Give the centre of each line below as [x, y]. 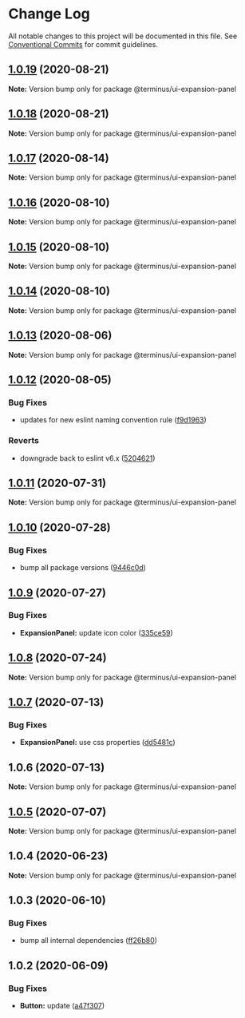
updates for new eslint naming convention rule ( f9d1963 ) [113, 420]
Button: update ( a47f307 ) [62, 1006]
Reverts [24, 441]
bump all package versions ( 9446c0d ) [83, 568]
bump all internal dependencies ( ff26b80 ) [89, 941]
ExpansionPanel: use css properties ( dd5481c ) [97, 743]
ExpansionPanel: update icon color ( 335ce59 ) [96, 632]
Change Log [49, 14]
